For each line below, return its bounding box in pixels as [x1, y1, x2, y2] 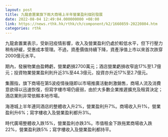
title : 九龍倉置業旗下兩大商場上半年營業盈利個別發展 [5, 12, 103, 17]
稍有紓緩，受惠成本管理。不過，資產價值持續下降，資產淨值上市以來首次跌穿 [5, 46, 163, 52]
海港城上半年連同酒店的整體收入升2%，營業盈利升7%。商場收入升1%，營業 [5, 103, 161, 109]
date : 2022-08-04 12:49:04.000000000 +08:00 [5, 16, 99, 21]
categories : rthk [5, 26, 41, 31]
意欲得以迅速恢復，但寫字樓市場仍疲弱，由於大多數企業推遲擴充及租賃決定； [5, 86, 163, 92]
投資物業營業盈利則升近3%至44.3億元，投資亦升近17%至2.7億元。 [13, 69, 150, 75]
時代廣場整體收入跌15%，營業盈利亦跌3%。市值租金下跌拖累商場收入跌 [5, 120, 152, 126]
